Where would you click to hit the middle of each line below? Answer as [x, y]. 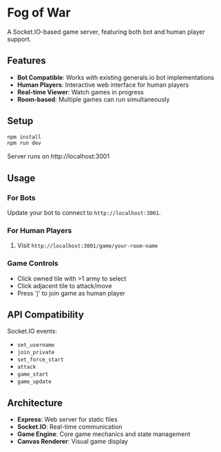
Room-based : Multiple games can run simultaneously [93, 99]
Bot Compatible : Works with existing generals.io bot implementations [116, 77]
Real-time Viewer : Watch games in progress [81, 92]
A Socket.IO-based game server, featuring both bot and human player [106, 32]
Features [27, 61]
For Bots [21, 198]
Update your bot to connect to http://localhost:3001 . [84, 213]
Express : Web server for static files [67, 420]
